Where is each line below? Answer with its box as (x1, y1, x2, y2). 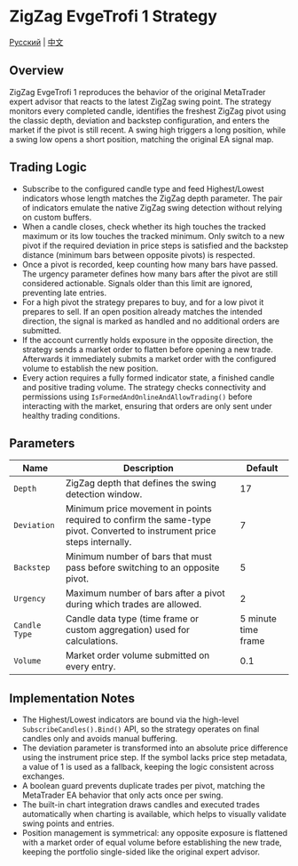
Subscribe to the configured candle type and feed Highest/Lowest (21, 183, 264, 194)
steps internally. (65, 536, 132, 549)
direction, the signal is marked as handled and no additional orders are (21, 316, 280, 326)
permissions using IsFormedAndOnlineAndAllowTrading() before (21, 391, 253, 402)
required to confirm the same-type (65, 514, 211, 526)
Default (246, 462, 278, 475)
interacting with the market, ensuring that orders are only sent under (21, 400, 272, 411)
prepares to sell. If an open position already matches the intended (21, 306, 263, 317)
